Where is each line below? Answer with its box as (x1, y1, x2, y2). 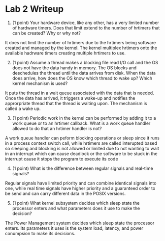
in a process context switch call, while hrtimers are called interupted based (5, 140, 158, 146)
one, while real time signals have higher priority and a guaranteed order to (5, 185, 156, 191)
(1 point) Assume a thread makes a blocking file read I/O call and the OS (12, 59, 159, 65)
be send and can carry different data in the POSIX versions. (5, 190, 126, 196)
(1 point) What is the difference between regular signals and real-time (12, 165, 154, 171)
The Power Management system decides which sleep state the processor (5, 220, 155, 226)
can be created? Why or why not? (12, 30, 81, 36)
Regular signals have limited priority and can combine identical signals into (5, 180, 157, 186)
